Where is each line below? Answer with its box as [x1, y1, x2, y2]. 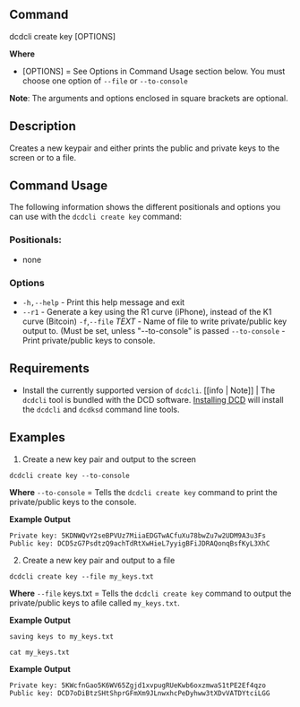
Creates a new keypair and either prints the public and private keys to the [9, 143, 280, 153]
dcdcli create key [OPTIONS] [9, 31, 116, 41]
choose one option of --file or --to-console [21, 75, 188, 86]
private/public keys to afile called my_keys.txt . [9, 597, 181, 608]
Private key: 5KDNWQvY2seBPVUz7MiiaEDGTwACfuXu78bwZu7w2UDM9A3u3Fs [9, 531, 267, 540]
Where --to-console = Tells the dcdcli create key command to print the [9, 486, 278, 497]
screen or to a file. [9, 152, 77, 162]
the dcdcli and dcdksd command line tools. [21, 404, 180, 415]
